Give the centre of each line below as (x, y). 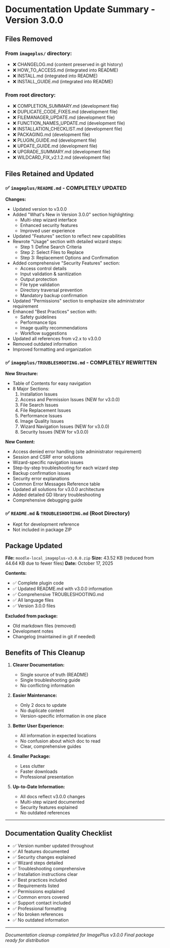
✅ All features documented (41, 851)
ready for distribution (27, 940)
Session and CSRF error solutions (48, 457)
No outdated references (45, 813)
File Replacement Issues (46, 410)
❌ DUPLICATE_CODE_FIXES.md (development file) (65, 112)
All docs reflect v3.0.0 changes (53, 797)
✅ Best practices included (40, 880)
